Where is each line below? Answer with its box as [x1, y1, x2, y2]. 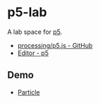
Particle [17, 87, 40, 96]
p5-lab [7, 4, 47, 20]
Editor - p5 [17, 49, 49, 57]
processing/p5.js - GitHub [17, 41, 93, 49]
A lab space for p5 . [7, 28, 63, 36]
